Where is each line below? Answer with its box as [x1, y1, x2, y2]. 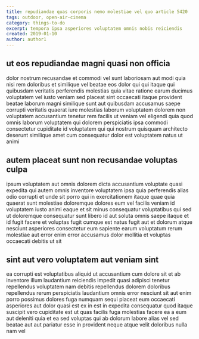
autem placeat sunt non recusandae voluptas [6, 155, 178, 165]
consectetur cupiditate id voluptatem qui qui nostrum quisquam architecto [6, 125, 188, 132]
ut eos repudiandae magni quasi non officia [6, 58, 170, 69]
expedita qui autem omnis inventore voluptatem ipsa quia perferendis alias [6, 186, 189, 194]
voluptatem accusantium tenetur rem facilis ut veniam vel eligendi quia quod [6, 112, 194, 119]
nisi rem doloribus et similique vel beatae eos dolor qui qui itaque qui [6, 81, 175, 88]
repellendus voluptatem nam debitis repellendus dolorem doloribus [6, 283, 171, 290]
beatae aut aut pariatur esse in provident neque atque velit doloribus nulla [6, 321, 188, 328]
